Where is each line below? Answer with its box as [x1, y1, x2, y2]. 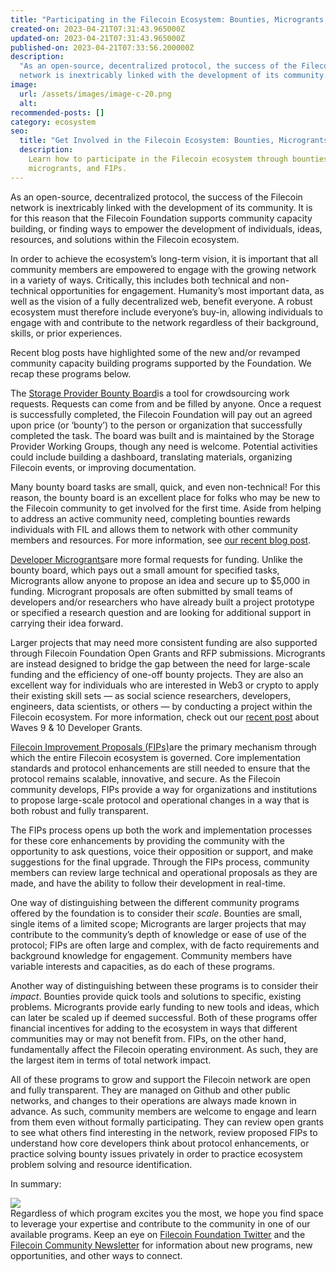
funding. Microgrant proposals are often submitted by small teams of [10, 585, 294, 597]
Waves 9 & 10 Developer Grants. [10, 721, 143, 733]
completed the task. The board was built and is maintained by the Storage [10, 429, 315, 441]
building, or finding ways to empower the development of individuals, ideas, [10, 222, 323, 235]
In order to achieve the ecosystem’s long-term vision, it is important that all [10, 252, 318, 265]
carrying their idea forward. [10, 617, 124, 629]
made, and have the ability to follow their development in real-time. [10, 877, 287, 889]
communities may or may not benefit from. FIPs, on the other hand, [10, 1032, 287, 1045]
